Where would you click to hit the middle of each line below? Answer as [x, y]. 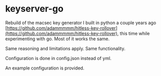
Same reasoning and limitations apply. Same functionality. [65, 48]
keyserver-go [35, 9]
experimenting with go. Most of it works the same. [58, 39]
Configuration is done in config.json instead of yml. [59, 58]
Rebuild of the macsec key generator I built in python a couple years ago [81, 23]
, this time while [133, 33]
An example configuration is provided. [45, 68]
